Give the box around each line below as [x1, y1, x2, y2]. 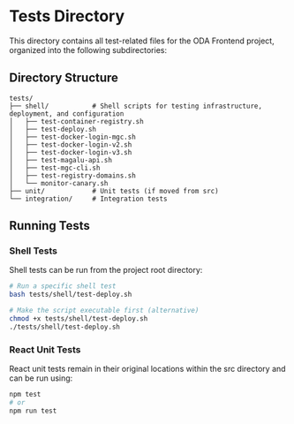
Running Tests [9, 218, 90, 233]
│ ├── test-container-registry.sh [9, 117, 144, 125]
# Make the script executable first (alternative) [9, 307, 200, 315]
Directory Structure [9, 71, 119, 86]
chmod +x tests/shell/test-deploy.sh [9, 314, 148, 323]
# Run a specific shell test [9, 282, 117, 291]
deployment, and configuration [9, 109, 124, 118]
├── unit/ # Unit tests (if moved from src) [9, 186, 219, 195]
